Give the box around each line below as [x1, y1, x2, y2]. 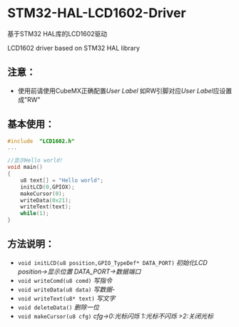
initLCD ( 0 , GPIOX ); [20, 183, 75, 190]
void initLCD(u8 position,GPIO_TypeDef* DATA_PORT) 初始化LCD [17, 258, 208, 266]
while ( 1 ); [20, 210, 50, 217]
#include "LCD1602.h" [7, 137, 75, 145]
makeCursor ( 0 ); [20, 190, 66, 197]
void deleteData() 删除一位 [17, 303, 100, 311]
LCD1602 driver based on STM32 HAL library [7, 43, 141, 52]
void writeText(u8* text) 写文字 [17, 294, 116, 302]
